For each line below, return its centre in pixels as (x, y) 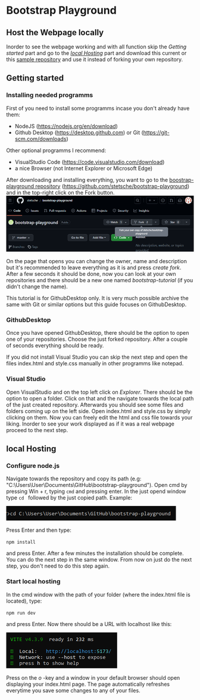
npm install (21, 542)
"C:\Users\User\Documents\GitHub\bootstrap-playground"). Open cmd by (97, 485)
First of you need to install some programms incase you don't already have (98, 108)
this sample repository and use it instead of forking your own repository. (95, 59)
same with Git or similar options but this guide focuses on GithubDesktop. (96, 304)
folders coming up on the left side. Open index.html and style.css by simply (99, 411)
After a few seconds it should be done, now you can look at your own (91, 274)
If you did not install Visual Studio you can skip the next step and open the (97, 357)
